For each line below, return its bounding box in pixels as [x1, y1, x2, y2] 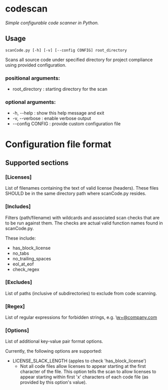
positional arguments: [5, 74, 60, 81]
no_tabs [12, 250, 29, 256]
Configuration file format [5, 138, 112, 150]
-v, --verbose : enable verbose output [12, 116, 92, 122]
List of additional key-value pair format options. [5, 339, 103, 345]
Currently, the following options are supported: [5, 348, 102, 354]
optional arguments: [5, 98, 56, 105]
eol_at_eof [12, 261, 34, 267]
